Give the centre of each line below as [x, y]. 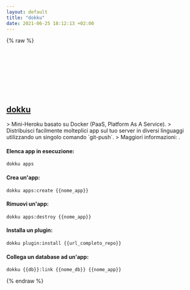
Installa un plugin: [30, 230]
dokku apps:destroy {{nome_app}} [49, 217]
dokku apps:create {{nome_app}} [47, 190]
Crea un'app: [23, 177]
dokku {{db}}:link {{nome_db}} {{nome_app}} [64, 270]
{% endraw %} [25, 281]
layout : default [27, 12]
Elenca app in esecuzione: [40, 151]
